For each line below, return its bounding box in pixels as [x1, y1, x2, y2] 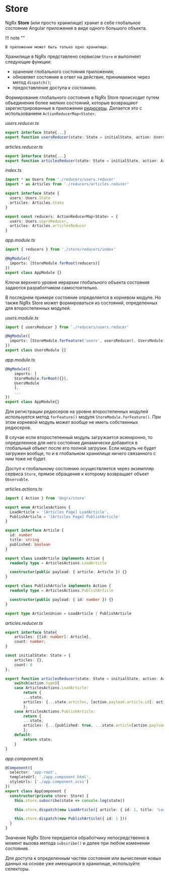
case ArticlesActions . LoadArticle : [14, 685, 89, 691]
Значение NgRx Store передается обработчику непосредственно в [5, 835, 149, 841]
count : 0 [14, 662, 33, 667]
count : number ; [14, 639, 46, 644]
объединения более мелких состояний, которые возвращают [5, 99, 138, 106]
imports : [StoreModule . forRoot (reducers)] [10, 261, 100, 266]
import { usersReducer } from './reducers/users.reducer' [5, 325, 129, 330]
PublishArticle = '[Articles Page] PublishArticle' [10, 514, 121, 519]
